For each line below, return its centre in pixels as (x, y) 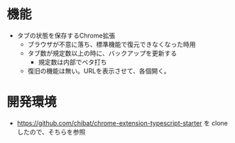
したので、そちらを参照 (51, 132)
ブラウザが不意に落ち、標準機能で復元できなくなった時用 (111, 44)
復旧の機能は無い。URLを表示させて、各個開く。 (99, 71)
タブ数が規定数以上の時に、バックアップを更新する (102, 53)
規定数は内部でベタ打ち (72, 62)
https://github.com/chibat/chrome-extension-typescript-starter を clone (122, 123)
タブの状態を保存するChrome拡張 (66, 35)
